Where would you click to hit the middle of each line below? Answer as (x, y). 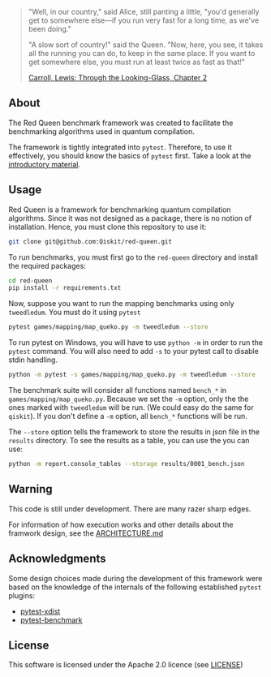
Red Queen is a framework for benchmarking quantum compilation (120, 209)
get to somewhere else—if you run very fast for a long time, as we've (144, 20)
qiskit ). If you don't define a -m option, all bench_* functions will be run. (128, 416)
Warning (30, 489)
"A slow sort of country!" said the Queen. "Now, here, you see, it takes (146, 45)
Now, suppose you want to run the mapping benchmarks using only (121, 304)
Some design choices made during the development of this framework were (135, 578)
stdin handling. (33, 360)
